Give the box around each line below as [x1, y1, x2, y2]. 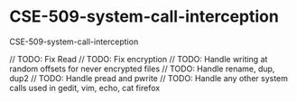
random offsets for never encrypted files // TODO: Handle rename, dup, [9, 63, 275, 74]
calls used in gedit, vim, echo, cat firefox [9, 82, 161, 93]
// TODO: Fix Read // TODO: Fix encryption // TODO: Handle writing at [9, 53, 268, 64]
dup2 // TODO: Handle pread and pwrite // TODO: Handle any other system [9, 72, 289, 83]
